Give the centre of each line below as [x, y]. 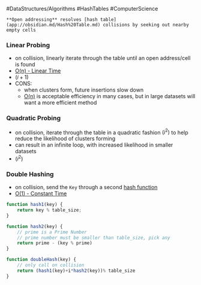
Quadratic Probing [34, 118]
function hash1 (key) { [34, 205]
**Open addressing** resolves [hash [52, 20]
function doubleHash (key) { [41, 260]
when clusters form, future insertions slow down [84, 90]
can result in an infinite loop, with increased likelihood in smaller [94, 145]
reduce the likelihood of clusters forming [65, 139]
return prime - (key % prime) [55, 243]
